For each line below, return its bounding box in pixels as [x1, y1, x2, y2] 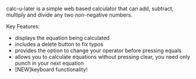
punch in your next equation [14, 59, 85, 67]
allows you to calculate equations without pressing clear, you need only [14, 53, 191, 60]
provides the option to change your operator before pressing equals [14, 47, 182, 54]
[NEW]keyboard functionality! [14, 66, 88, 73]
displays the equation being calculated [14, 34, 110, 41]
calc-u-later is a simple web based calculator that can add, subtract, [6, 5, 174, 12]
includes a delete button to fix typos [14, 41, 104, 48]
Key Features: [6, 23, 40, 30]
